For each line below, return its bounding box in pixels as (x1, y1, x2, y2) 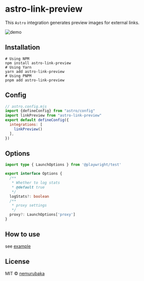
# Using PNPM (5, 73, 32, 78)
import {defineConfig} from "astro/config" (5, 109, 96, 114)
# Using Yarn (5, 65, 32, 70)
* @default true (11, 185, 45, 189)
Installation (5, 43, 40, 52)
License (5, 258, 30, 266)
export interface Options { (5, 171, 63, 176)
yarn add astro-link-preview (5, 69, 65, 74)
